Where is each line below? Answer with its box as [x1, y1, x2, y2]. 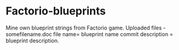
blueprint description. [5, 37, 59, 44]
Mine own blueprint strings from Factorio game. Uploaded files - [5, 24, 166, 31]
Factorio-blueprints [5, 4, 106, 18]
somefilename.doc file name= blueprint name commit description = [5, 30, 174, 37]
